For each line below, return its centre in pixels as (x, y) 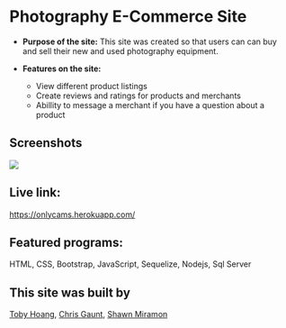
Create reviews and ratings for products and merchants (138, 96)
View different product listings (92, 86)
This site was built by (70, 292)
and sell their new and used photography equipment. (120, 50)
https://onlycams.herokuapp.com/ (72, 214)
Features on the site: (62, 68)
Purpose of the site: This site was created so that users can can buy (149, 41)
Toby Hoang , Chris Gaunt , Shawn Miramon (89, 314)
